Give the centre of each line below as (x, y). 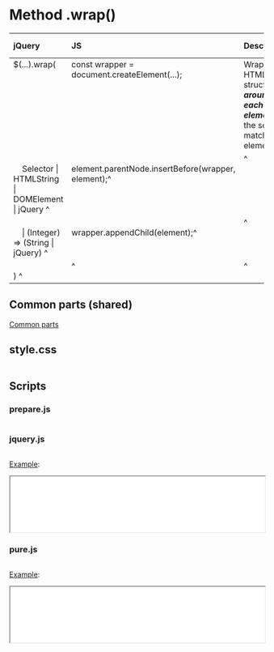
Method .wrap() (63, 15)
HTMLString (36, 178)
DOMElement (38, 198)
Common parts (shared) (71, 305)
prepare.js (30, 409)
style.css (33, 350)
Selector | (40, 168)
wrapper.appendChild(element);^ (134, 232)
